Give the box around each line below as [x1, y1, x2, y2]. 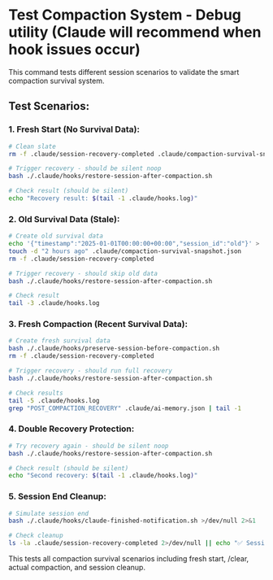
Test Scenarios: [8, 99, 90, 113]
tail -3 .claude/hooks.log [8, 299, 100, 307]
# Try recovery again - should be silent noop [8, 442, 169, 450]
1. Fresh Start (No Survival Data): [8, 124, 141, 135]
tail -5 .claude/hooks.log [8, 396, 100, 404]
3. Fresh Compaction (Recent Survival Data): [8, 319, 188, 330]
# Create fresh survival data [8, 337, 111, 345]
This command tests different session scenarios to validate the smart [8, 67, 240, 76]
